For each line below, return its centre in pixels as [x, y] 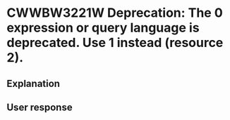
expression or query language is [103, 28]
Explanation [34, 83]
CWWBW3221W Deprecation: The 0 [115, 13]
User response [40, 107]
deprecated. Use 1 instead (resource [115, 43]
